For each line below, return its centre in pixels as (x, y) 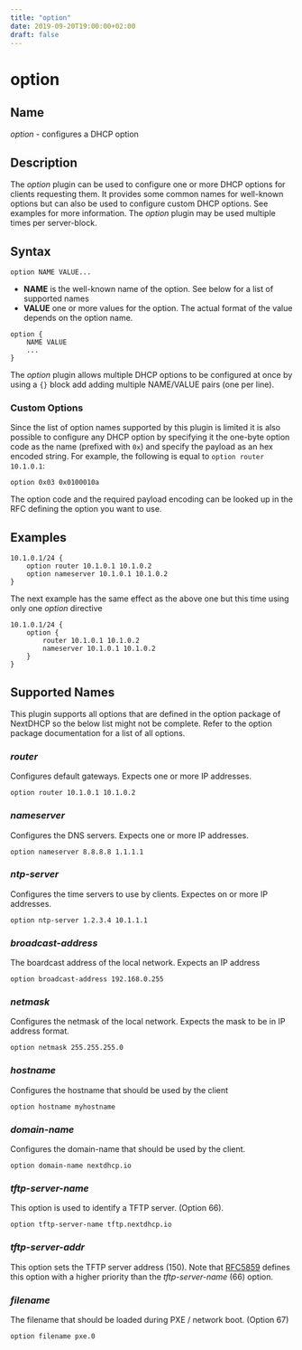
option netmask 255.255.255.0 (67, 1048)
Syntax (31, 251)
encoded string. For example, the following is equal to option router (137, 457)
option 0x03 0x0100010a (55, 483)
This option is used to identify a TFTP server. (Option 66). (117, 1208)
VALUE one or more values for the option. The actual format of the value (158, 308)
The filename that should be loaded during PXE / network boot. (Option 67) (150, 1319)
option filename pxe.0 (53, 1336)
